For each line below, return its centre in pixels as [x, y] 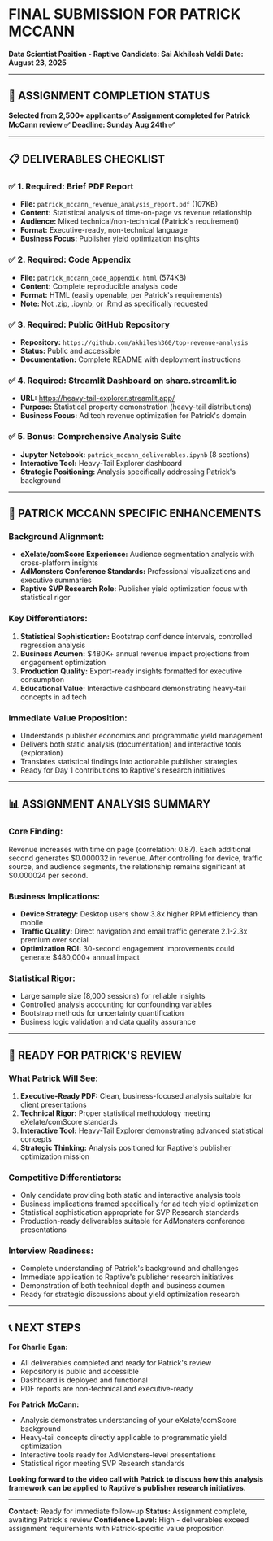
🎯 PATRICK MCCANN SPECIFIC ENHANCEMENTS [135, 514]
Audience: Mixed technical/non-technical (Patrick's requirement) [130, 221]
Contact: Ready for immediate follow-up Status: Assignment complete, [128, 1511]
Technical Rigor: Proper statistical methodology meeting [115, 1113]
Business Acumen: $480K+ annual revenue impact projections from [134, 653]
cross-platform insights [59, 563]
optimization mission [55, 1156]
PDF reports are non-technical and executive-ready [106, 1389]
